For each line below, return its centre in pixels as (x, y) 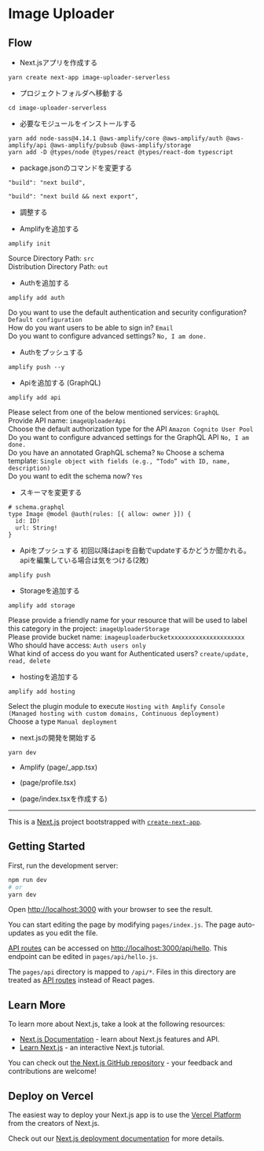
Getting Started (47, 847)
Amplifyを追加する (49, 229)
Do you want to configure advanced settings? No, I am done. (107, 336)
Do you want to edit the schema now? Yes (75, 476)
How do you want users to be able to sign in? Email (91, 328)
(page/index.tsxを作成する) (63, 799)
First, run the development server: (63, 865)
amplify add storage (42, 606)
